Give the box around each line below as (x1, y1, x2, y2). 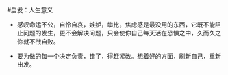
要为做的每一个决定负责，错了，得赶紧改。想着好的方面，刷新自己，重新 (16, 52, 221, 60)
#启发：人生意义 (7, 6, 53, 14)
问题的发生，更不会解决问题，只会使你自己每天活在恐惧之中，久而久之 (23, 29, 221, 37)
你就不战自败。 (16, 37, 60, 46)
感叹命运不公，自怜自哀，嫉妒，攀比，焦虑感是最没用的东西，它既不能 (16, 20, 216, 29)
